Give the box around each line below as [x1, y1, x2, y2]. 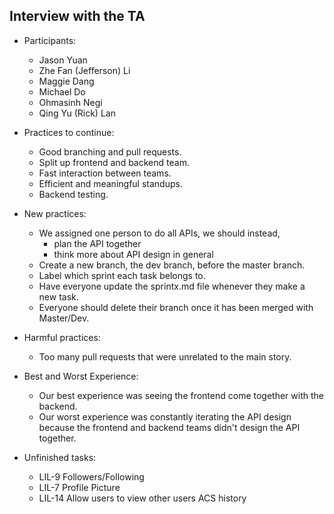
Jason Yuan [38, 54, 88, 66]
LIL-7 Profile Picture [38, 481, 121, 493]
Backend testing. [38, 188, 109, 200]
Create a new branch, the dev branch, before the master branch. [38, 259, 306, 271]
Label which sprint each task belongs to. [38, 269, 206, 281]
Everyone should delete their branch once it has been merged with [38, 301, 314, 313]
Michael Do [38, 85, 86, 98]
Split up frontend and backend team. [38, 156, 190, 168]
